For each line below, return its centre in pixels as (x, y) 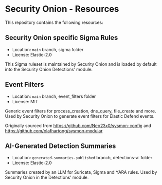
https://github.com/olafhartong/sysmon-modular (54, 130)
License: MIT (25, 101)
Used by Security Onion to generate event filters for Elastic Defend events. (80, 116)
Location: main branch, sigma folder (48, 49)
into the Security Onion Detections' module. (49, 69)
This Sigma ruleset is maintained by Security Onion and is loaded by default (81, 64)
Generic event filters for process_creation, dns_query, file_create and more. (81, 111)
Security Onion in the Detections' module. (47, 177)
